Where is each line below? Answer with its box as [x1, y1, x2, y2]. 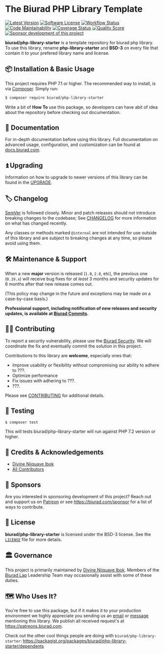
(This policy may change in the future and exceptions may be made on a [5, 290, 151, 296]
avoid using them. [5, 240, 41, 246]
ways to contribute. [5, 504, 44, 510]
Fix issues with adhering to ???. [12, 377, 76, 384]
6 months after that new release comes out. [5, 281, 93, 287]
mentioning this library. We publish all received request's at [5, 618, 125, 624]
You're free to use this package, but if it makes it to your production [5, 608, 141, 614]
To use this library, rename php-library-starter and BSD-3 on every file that [5, 45, 158, 51]
